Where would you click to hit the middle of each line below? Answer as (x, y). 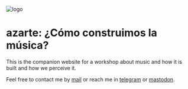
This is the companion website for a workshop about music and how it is (94, 61)
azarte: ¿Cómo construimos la (82, 33)
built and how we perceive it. (41, 68)
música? (27, 46)
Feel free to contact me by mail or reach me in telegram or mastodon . (90, 79)
